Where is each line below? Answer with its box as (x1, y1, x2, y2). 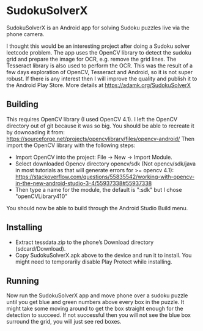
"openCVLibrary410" (15, 192, 68, 200)
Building (6, 99, 39, 110)
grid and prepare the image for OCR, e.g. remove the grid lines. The (6, 55, 177, 63)
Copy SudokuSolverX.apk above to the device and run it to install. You (15, 251, 192, 259)
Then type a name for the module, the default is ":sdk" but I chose (15, 186, 182, 193)
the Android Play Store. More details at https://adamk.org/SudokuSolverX (6, 81, 191, 89)
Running (6, 275, 40, 286)
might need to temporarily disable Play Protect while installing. (15, 258, 172, 265)
